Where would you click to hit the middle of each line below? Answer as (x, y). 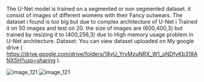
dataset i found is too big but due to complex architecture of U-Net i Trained (102, 22)
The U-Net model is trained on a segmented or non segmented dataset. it (99, 9)
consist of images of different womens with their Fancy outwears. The (94, 15)
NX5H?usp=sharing (31, 60)
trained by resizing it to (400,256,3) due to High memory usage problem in (100, 35)
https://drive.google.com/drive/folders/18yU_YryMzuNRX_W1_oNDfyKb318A (102, 54)
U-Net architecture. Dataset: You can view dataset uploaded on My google (100, 41)
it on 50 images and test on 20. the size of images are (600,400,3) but (95, 28)
